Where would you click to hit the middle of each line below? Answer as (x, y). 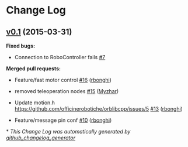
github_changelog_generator (41, 138)
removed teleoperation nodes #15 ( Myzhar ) (67, 91)
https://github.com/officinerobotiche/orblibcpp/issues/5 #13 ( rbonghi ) (98, 109)
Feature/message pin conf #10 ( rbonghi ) (63, 120)
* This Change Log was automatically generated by (68, 131)
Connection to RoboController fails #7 (60, 57)
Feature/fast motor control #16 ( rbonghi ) (63, 80)
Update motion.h (35, 102)
